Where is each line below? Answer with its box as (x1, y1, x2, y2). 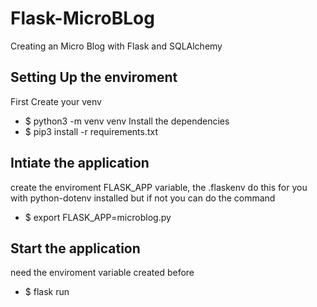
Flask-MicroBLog (10, 7, 155, 30)
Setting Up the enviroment (10, 69, 178, 86)
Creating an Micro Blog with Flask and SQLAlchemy (10, 40, 223, 52)
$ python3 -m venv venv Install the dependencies (24, 115, 230, 127)
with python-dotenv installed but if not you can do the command (10, 192, 276, 204)
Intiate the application (10, 155, 150, 172)
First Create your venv (10, 95, 102, 107)
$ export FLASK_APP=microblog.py (24, 211, 172, 223)
